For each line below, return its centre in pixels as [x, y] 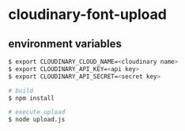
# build [21, 91]
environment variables [65, 44]
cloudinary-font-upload [88, 15]
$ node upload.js [37, 120]
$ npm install [32, 98]
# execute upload [37, 112]
